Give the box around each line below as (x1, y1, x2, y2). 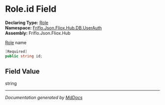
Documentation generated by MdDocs (5, 94, 82, 100)
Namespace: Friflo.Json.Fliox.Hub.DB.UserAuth (5, 25, 102, 30)
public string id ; (5, 53, 43, 58)
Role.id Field (5, 3, 56, 15)
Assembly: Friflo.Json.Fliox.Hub (5, 30, 71, 36)
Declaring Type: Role (5, 20, 49, 26)
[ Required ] (5, 49, 27, 54)
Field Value (5, 67, 40, 76)
